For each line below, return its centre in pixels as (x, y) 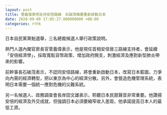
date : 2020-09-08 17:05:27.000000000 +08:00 (52, 19)
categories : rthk (23, 24)
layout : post (19, 10)
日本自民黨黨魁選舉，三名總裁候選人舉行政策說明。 (57, 38)
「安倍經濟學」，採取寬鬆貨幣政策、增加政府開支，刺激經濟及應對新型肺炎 (80, 55)
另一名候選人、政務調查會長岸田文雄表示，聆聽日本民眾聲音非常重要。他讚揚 (83, 95)
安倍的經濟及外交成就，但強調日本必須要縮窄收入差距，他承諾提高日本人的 (81, 101)
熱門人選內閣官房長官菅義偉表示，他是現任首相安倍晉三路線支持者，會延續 (81, 49)
